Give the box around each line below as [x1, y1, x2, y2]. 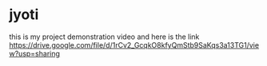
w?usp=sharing [9, 49, 61, 58]
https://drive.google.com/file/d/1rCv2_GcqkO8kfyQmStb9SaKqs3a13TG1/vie [9, 40, 259, 49]
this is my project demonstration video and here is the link [9, 32, 200, 41]
